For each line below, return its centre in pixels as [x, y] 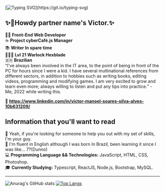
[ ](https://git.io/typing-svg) [47, 8]
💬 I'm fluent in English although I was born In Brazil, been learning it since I [81, 144]
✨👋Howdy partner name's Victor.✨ [60, 23]
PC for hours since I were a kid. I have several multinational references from [82, 71]
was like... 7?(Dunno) [26, 149]
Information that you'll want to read [60, 122]
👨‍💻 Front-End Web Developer [36, 35]
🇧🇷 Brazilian [19, 60]
